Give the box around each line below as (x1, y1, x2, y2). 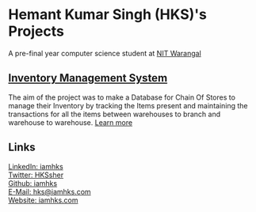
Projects (8, 22, 65, 40)
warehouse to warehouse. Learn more (8, 117, 133, 127)
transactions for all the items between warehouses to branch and (8, 109, 220, 119)
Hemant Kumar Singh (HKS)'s (8, 6, 208, 24)
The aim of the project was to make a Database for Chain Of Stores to (8, 93, 236, 102)
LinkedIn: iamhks (8, 161, 63, 171)
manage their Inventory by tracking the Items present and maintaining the (8, 100, 248, 110)
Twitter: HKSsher (8, 170, 64, 180)
